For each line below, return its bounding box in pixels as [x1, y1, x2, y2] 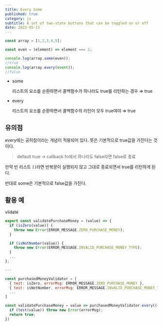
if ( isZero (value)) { [9, 223, 53, 228]
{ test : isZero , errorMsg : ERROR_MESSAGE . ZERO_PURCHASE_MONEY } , [9, 281, 145, 286]
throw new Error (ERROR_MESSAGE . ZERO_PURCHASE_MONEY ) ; [14, 228, 125, 232]
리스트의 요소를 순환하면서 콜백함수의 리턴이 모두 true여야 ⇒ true [12, 108, 136, 114]
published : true [5, 12, 38, 16]
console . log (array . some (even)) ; [5, 56, 70, 61]
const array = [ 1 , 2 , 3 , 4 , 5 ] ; [5, 38, 62, 44]
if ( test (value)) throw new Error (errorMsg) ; [9, 308, 103, 312]
